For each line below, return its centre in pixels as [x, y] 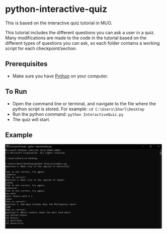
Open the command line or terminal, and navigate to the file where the [84, 103]
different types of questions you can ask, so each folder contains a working [83, 43]
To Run [16, 92]
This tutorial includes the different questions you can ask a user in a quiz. [80, 32]
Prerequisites [26, 64]
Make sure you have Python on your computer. [60, 76]
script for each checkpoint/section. [41, 48]
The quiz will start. [31, 119]
